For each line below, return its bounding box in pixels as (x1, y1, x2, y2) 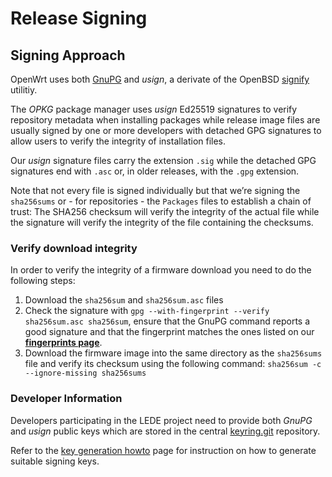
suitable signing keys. (10, 455, 100, 467)
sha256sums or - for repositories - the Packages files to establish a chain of (10, 195, 312, 207)
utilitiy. (10, 84, 38, 96)
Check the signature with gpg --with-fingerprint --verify (24, 305, 270, 317)
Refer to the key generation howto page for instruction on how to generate (10, 444, 317, 456)
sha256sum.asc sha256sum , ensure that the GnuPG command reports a (24, 315, 311, 327)
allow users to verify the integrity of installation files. (10, 135, 227, 147)
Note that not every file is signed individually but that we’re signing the (10, 185, 301, 196)
